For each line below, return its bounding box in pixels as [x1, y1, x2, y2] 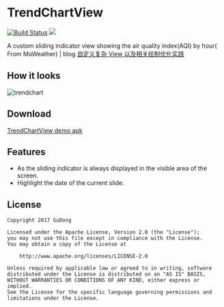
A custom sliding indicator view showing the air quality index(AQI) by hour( [7, 41, 217, 49]
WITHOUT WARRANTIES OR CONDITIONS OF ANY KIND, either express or [7, 277, 200, 284]
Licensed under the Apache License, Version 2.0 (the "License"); [7, 229, 200, 236]
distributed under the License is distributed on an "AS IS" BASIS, [7, 271, 206, 278]
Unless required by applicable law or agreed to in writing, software [7, 265, 212, 272]
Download [7, 108, 51, 120]
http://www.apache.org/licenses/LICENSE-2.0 [19, 253, 148, 260]
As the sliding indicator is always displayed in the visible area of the [16, 164, 208, 173]
